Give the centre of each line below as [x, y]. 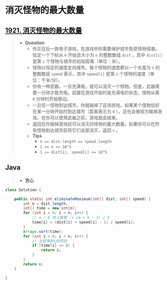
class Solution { [23, 190]
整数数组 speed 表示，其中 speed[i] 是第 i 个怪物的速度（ [91, 74]
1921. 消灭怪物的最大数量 [44, 30]
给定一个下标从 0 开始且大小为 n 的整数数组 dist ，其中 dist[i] [97, 55]
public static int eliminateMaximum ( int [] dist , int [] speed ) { [82, 199]
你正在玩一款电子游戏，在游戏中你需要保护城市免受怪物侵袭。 [96, 49]
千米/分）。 [52, 80]
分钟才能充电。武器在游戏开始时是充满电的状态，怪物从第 [100, 93]
